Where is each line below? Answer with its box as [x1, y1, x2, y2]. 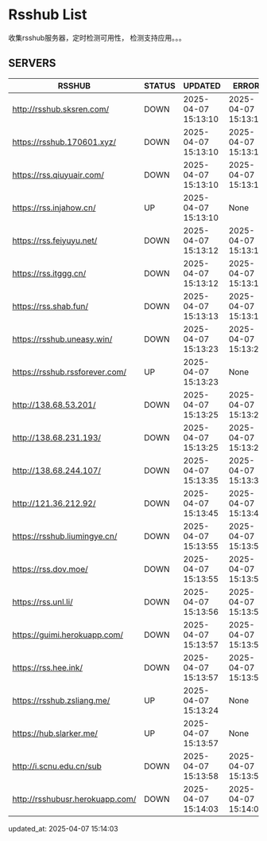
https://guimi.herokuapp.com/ [12, 629, 124, 640]
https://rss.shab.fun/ [12, 300, 89, 311]
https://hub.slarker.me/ [12, 727, 98, 738]
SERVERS [8, 57, 56, 70]
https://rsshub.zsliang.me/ [12, 694, 110, 706]
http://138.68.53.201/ [12, 399, 96, 410]
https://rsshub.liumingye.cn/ [12, 530, 118, 542]
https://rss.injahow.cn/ [12, 201, 96, 213]
